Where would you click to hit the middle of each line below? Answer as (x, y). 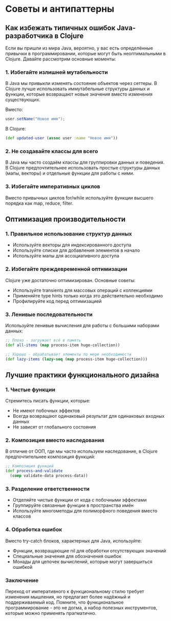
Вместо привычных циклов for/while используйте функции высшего (79, 198)
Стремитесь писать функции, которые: (48, 401)
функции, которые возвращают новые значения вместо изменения (79, 94)
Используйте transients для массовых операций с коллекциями (82, 290)
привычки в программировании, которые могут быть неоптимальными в (85, 53)
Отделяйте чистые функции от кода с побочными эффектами (80, 500)
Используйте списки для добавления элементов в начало (76, 250)
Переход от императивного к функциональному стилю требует (75, 591)
